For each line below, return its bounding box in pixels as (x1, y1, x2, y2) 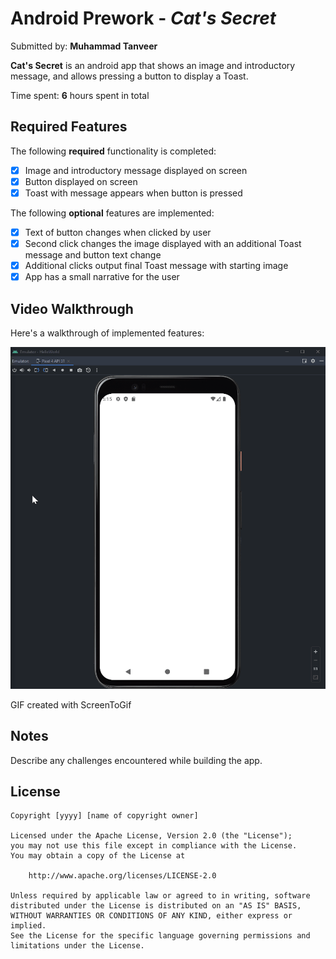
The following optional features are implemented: (10, 207, 215, 219)
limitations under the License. (10, 941, 145, 951)
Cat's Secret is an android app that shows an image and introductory (10, 59, 296, 71)
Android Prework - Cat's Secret (10, 7, 277, 30)
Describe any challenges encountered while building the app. (10, 754, 263, 766)
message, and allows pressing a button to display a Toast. (10, 70, 249, 82)
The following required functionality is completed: (10, 145, 217, 157)
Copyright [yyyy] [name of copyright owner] (10, 811, 199, 821)
